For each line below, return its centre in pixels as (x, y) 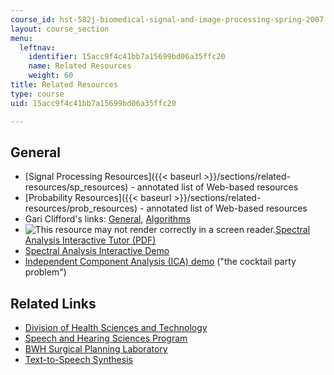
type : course (37, 94)
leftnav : (37, 47)
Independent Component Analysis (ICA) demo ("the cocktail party (160, 262)
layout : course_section (60, 29)
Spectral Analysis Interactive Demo (97, 251)
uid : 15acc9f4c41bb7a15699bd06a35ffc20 (93, 103)
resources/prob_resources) (81, 208)
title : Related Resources (64, 85)
